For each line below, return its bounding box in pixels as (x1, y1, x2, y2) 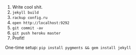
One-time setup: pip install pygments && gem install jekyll (5, 45, 131, 50)
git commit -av (12, 26, 44, 31)
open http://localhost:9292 (12, 20, 69, 25)
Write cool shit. (12, 4, 43, 10)
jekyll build (12, 10, 39, 15)
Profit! (12, 35, 25, 41)
